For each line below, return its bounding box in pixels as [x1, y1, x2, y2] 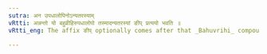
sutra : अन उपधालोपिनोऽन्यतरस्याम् [8, 11, 94, 20]
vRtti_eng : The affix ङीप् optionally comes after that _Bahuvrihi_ [8, 26, 235, 34]
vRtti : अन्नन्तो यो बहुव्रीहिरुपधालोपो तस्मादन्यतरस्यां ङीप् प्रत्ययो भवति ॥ [8, 19, 181, 27]
